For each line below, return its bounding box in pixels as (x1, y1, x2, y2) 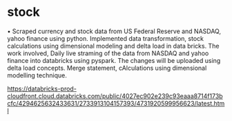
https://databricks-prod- (7, 84, 77, 93)
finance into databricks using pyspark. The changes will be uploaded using (7, 56, 221, 64)
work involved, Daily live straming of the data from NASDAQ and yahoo (7, 49, 209, 57)
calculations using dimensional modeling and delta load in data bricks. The (7, 41, 220, 50)
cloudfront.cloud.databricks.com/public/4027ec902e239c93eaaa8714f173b (7, 91, 223, 100)
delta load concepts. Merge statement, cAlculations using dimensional (7, 64, 207, 72)
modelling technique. (7, 71, 67, 80)
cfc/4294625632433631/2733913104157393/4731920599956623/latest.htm (7, 99, 225, 107)
